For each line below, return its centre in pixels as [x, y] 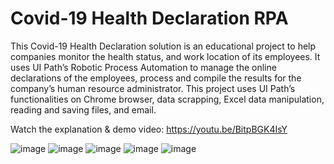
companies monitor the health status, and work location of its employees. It [165, 56]
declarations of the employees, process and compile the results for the [156, 78]
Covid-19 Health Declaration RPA [149, 18]
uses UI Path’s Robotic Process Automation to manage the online [143, 67]
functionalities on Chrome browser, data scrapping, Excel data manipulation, [167, 99]
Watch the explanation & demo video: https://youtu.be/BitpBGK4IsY [149, 129]
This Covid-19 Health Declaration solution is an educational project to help [163, 46]
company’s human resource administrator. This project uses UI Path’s [153, 88]
